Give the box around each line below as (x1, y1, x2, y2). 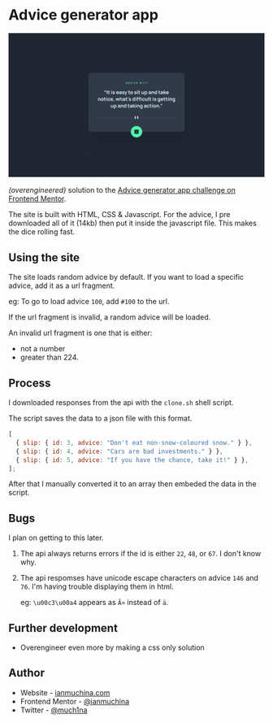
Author (8, 666, 45, 680)
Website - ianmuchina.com (19, 687, 110, 697)
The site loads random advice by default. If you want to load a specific (8, 272, 245, 282)
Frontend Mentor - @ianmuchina (19, 696, 130, 706)
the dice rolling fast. (8, 227, 76, 237)
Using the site (8, 250, 80, 264)
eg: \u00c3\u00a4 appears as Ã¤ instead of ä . (19, 598, 169, 608)
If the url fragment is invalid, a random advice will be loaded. (8, 312, 211, 322)
